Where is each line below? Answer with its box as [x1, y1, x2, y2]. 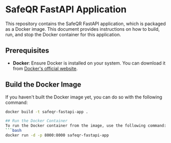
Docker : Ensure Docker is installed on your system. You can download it [12, 60, 166, 66]
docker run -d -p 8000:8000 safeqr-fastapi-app [5, 133, 109, 138]
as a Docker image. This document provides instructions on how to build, [5, 26, 160, 32]
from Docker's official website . [12, 65, 78, 71]
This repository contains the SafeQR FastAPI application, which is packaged [5, 21, 166, 27]
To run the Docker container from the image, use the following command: [5, 123, 167, 129]
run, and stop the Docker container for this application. [5, 31, 121, 37]
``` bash [5, 128, 22, 133]
